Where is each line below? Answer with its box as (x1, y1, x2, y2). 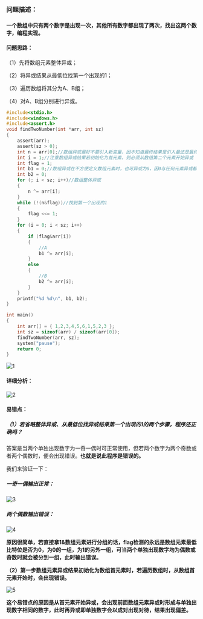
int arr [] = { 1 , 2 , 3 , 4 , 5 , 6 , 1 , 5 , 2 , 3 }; (17, 323, 115, 330)
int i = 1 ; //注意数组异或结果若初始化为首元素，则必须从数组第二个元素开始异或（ (17, 155, 198, 161)
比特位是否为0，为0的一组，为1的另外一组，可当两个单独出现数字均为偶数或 (6, 546, 196, 554)
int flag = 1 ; (17, 160, 53, 166)
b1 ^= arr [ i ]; (38, 250, 74, 256)
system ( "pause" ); (17, 340, 61, 346)
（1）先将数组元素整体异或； (6, 59, 77, 66)
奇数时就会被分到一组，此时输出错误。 (6, 554, 101, 561)
